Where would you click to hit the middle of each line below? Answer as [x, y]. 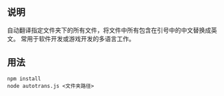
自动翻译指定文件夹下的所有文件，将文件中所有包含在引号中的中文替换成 [109, 30]
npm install [24, 79]
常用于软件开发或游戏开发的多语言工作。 [77, 38]
